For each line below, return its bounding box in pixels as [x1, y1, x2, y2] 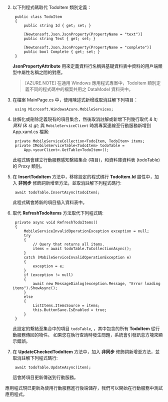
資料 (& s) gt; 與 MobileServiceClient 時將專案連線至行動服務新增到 [12, 122, 151, 128]
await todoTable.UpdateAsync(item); [14, 365, 91, 370]
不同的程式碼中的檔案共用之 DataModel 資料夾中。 [29, 86, 133, 92]
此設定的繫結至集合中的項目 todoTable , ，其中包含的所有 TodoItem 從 [12, 325, 156, 331]
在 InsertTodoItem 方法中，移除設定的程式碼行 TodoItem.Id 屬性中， [12, 174, 155, 179]
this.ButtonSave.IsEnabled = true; [32, 307, 107, 312]
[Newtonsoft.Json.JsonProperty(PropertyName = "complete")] [23, 45, 151, 50]
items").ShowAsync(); [12, 285, 57, 290]
